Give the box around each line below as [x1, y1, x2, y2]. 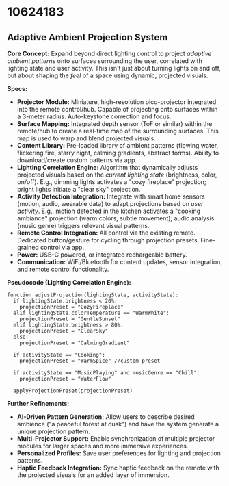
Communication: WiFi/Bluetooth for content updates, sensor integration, [16, 258, 222, 266]
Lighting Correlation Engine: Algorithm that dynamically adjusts [16, 164, 198, 171]
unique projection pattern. [16, 427, 91, 435]
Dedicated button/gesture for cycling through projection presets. [16, 236, 200, 244]
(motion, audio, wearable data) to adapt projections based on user [16, 200, 204, 207]
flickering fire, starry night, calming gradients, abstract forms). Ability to [16, 149, 219, 157]
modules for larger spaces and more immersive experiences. [16, 442, 189, 450]
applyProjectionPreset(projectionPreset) [13, 387, 133, 394]
